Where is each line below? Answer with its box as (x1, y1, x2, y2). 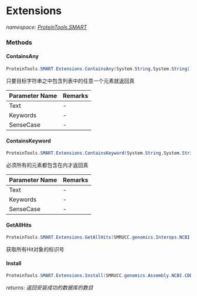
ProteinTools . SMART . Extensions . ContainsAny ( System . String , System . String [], (6, 66, 195, 72)
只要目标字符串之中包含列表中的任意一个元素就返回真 (6, 77, 135, 84)
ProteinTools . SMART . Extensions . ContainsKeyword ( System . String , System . (6, 150, 182, 157)
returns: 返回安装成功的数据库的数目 (6, 284, 94, 291)
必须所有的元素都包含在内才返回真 (6, 162, 89, 169)
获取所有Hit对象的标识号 (6, 246, 64, 253)
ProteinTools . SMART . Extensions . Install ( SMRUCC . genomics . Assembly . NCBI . (6, 272, 185, 279)
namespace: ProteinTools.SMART (6, 24, 87, 31)
